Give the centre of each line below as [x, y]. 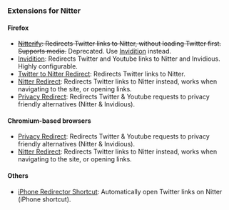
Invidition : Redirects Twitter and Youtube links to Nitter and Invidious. [119, 59]
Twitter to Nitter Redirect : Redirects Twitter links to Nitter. [101, 74]
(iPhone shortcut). [44, 199]
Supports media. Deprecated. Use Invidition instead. [95, 51]
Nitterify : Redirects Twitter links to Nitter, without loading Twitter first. [119, 44]
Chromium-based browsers [49, 121]
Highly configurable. [48, 66]
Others [18, 175]
